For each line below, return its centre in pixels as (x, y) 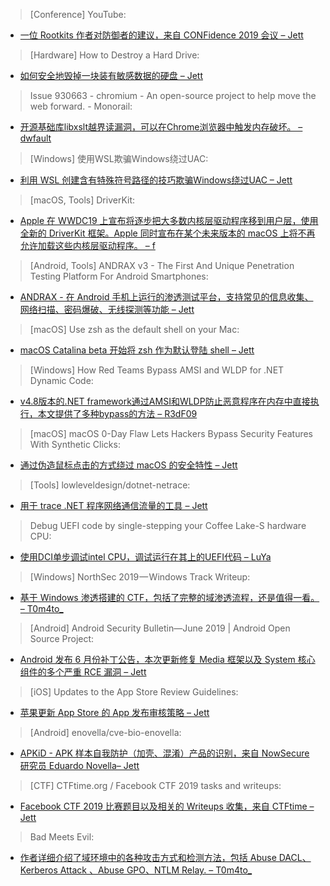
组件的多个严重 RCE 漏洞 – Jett (83, 672)
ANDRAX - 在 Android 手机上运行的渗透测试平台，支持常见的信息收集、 (166, 297)
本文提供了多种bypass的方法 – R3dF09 (117, 413)
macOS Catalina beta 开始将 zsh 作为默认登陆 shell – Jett (137, 350)
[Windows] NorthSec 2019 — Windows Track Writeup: (140, 577)
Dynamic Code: (61, 380)
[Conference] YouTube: (78, 14)
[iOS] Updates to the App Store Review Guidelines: (134, 692)
